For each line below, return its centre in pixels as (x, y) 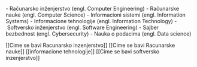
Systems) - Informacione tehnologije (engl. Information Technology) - (91, 21)
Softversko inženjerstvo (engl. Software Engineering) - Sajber (83, 27)
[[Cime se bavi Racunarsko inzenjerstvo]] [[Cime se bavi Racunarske (90, 45)
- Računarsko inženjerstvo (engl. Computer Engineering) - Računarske (93, 9)
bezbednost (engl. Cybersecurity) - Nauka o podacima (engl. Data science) (99, 34)
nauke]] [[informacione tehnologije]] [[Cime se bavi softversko (83, 52)
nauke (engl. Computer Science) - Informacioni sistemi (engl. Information (96, 15)
